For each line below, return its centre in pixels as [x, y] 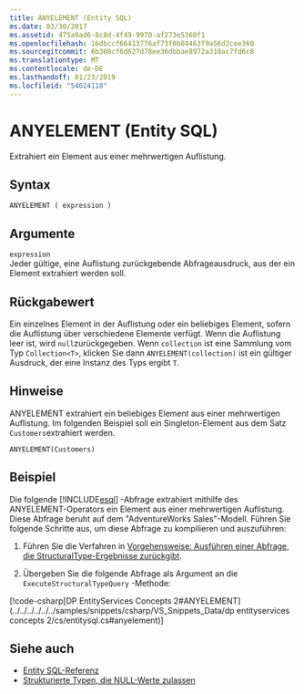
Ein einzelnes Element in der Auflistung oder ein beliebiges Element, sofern [150, 324]
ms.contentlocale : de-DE [56, 69]
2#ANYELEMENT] [207, 601]
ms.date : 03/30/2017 [49, 26]
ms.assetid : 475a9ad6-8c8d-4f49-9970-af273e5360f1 [107, 35]
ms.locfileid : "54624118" [58, 86]
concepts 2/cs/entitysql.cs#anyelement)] [86, 620]
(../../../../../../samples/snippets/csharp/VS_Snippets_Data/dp [122, 610]
